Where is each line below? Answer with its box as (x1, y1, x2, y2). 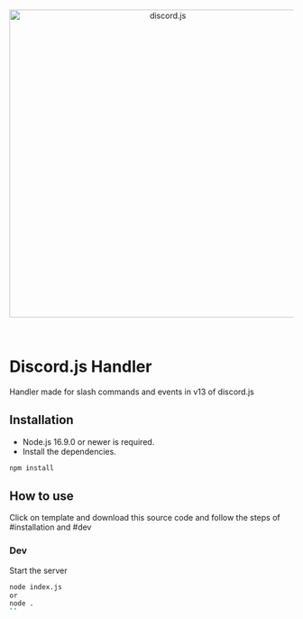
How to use (9, 488, 74, 504)
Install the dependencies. (22, 446, 117, 457)
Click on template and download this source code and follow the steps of (9, 513, 281, 523)
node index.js (9, 582, 63, 591)
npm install (9, 463, 54, 473)
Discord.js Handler (9, 356, 152, 377)
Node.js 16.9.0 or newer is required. (22, 436, 155, 447)
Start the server (9, 565, 68, 576)
